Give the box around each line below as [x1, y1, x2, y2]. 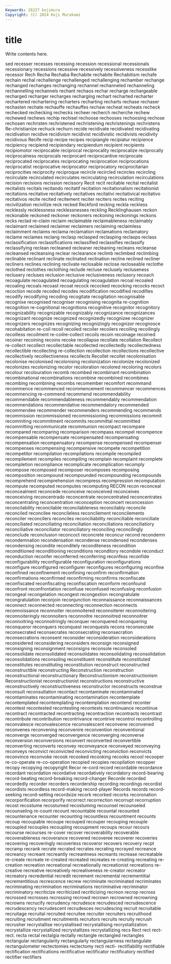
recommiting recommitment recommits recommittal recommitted [5, 418, 141, 424]
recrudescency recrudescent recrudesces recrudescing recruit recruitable [5, 905, 161, 912]
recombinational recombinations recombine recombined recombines [5, 375, 149, 381]
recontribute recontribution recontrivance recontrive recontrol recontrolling [5, 716, 163, 722]
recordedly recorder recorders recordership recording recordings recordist [5, 781, 162, 787]
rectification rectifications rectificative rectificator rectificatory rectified [5, 949, 154, 955]
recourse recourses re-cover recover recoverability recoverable [5, 829, 139, 836]
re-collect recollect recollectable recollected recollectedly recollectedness [5, 342, 161, 349]
